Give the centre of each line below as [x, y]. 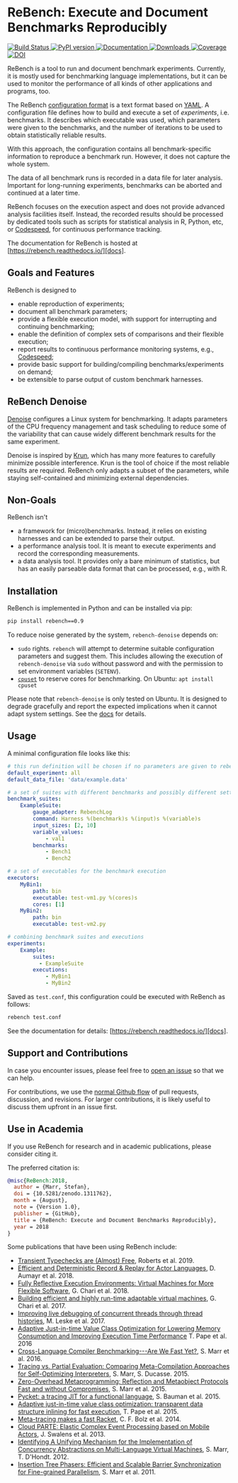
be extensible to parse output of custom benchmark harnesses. [110, 379]
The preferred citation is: [44, 1167]
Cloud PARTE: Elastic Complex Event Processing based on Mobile [114, 1427]
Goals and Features [51, 273]
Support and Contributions [68, 1053]
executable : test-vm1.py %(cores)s [85, 897]
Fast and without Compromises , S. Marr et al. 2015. [92, 1389]
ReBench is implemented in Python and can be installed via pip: [100, 608]
